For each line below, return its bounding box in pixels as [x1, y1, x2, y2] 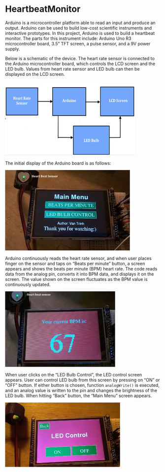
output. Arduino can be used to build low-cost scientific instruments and [5, 25, 152, 31]
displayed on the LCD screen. [5, 71, 65, 77]
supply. [5, 46, 20, 52]
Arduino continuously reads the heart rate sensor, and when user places [5, 255, 152, 261]
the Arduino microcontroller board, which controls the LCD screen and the [5, 61, 156, 67]
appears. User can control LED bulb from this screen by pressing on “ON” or [5, 377, 160, 383]
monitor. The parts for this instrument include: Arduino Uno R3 [5, 35, 132, 41]
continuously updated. [5, 281, 51, 287]
